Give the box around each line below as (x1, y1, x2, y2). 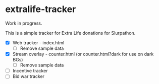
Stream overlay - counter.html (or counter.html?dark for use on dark (12, 51, 154, 57)
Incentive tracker (12, 68, 48, 74)
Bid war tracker (12, 73, 44, 79)
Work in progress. (5, 20, 42, 26)
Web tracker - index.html (12, 39, 65, 46)
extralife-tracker (5, 4, 76, 15)
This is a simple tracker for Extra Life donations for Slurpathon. (5, 30, 136, 36)
